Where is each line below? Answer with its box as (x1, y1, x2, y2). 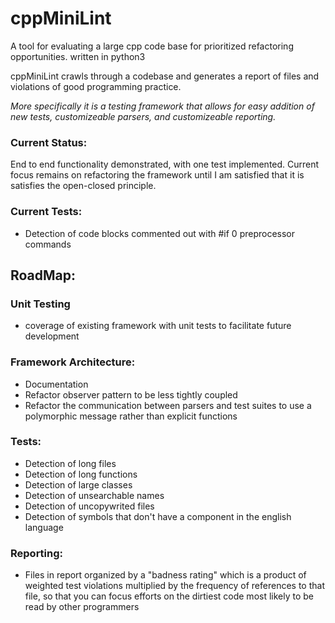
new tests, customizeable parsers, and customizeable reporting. (10, 110, 277, 122)
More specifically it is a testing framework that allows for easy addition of (10, 100, 315, 112)
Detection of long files (24, 457, 117, 469)
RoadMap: (10, 267, 77, 284)
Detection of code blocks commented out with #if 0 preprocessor (24, 227, 296, 239)
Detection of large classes (24, 478, 133, 491)
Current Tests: (10, 205, 83, 219)
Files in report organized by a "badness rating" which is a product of (24, 569, 307, 581)
